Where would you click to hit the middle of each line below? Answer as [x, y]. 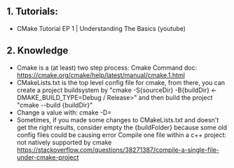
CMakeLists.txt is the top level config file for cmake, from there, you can [121, 82]
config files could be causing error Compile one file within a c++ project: [122, 135]
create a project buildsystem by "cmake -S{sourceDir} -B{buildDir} [113, 90]
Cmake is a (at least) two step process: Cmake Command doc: [107, 67]
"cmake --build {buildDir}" [55, 105]
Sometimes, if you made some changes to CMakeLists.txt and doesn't [118, 119]
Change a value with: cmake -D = [64, 112]
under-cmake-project [48, 157]
